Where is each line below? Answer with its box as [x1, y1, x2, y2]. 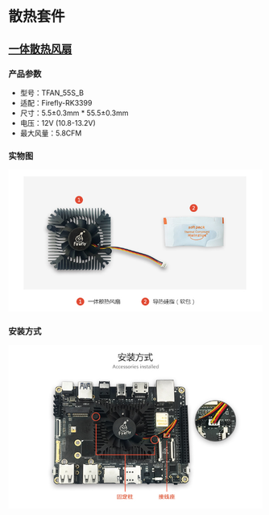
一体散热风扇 [8, 42, 72, 56]
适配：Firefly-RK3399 [19, 98, 93, 107]
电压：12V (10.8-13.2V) [19, 118, 97, 127]
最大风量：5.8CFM [19, 128, 82, 138]
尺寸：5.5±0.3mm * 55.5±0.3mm [19, 108, 129, 118]
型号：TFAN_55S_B [19, 88, 85, 98]
